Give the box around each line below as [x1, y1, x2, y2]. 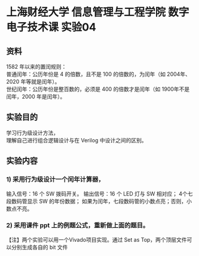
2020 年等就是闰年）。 [6, 78, 60, 85]
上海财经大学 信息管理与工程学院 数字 [6, 5, 189, 19]
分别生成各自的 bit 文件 [11, 243, 68, 251]
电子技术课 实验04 [6, 20, 97, 34]
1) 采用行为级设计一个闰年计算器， [6, 175, 105, 184]
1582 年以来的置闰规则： [6, 63, 67, 70]
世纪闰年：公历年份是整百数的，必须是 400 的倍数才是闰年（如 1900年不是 [6, 86, 190, 93]
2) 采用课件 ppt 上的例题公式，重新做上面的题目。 [6, 221, 149, 230]
